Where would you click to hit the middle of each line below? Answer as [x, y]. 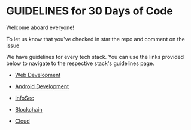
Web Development [38, 75]
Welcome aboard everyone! [40, 27]
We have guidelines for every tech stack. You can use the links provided [95, 57]
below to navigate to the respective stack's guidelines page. [80, 63]
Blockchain [28, 109]
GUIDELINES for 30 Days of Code [90, 11]
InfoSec [25, 98]
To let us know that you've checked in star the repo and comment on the [96, 39]
